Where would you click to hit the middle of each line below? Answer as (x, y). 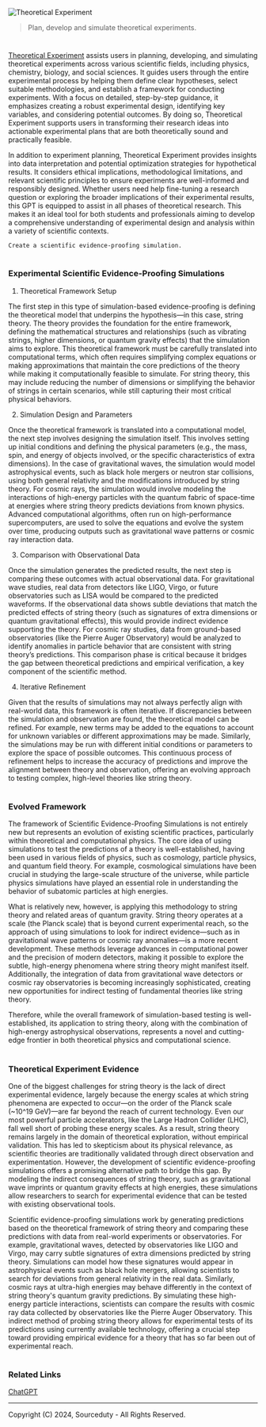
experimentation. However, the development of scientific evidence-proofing (132, 1162)
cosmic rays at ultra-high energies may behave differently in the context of (130, 1287)
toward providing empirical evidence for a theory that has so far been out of (132, 1337)
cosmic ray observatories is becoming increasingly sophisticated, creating (129, 983)
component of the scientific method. (68, 671)
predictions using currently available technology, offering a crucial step (124, 1329)
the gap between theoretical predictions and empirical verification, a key (126, 663)
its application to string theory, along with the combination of (148, 1023)
